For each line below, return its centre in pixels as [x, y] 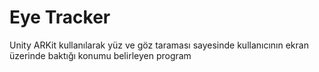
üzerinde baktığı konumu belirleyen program [100, 55]
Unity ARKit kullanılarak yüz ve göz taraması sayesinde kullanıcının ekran [159, 45]
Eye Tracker [60, 17]
